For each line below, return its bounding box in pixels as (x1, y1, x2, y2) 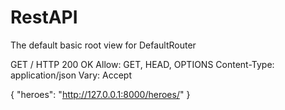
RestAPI (10, 6, 78, 29)
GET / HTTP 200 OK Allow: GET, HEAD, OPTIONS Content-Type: (10, 58, 275, 70)
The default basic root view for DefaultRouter (10, 39, 197, 51)
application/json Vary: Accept (10, 69, 132, 81)
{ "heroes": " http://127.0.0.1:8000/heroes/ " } (10, 88, 191, 100)
